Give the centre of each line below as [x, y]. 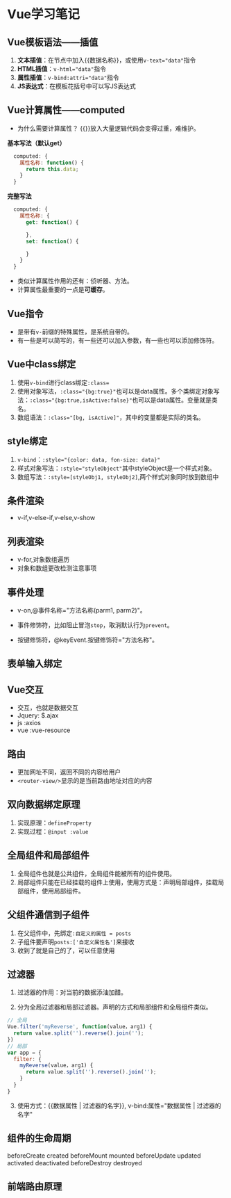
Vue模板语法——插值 [53, 42]
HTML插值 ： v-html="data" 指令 [61, 69]
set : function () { [52, 241]
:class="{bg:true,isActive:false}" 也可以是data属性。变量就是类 [123, 400]
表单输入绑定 [35, 664]
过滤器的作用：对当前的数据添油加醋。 [72, 992]
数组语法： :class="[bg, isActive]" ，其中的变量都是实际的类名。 [111, 417]
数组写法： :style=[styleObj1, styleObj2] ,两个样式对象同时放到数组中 [118, 476]
